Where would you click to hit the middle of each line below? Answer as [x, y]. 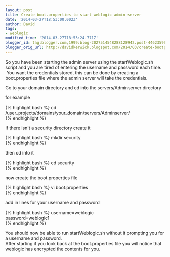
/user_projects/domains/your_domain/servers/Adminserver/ [68, 113]
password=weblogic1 [27, 218]
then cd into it [20, 152]
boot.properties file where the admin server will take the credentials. [76, 78]
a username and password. [34, 238]
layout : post [19, 10]
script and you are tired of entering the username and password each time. [83, 67]
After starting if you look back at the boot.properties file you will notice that [83, 243]
